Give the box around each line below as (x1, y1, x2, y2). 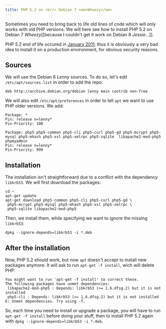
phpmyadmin (5, 139, 28, 144)
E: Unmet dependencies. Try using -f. (5, 299, 85, 304)
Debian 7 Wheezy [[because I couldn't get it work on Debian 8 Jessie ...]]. (5, 31, 154, 37)
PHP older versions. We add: (5, 103, 64, 109)
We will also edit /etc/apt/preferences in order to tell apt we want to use (5, 98, 154, 104)
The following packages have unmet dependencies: (5, 282, 110, 287)
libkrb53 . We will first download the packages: (5, 180, 101, 186)
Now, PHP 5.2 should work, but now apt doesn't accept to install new (5, 257, 147, 263)
